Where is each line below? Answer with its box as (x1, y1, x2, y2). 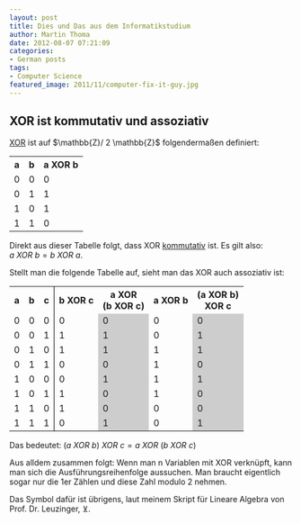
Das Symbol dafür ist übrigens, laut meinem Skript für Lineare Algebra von (9, 494, 285, 505)
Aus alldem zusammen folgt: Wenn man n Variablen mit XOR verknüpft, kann (9, 457, 293, 468)
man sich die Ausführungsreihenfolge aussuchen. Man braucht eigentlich (9, 467, 281, 478)
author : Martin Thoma (9, 30, 91, 39)
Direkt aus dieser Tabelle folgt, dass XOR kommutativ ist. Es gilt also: (9, 240, 263, 251)
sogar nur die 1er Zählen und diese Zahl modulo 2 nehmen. (9, 476, 227, 487)
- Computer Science (9, 72, 83, 81)
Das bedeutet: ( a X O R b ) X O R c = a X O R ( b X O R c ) (9, 440, 197, 451)
